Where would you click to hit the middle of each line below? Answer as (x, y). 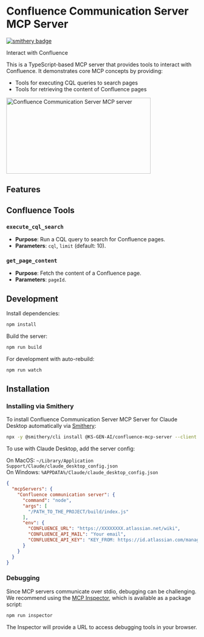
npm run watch (24, 370)
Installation (28, 389)
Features (23, 190)
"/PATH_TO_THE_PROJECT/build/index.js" (79, 512)
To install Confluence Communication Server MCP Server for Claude (92, 419)
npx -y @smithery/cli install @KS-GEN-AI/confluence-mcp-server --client (102, 437)
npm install (21, 325)
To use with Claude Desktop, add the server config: (71, 449)
